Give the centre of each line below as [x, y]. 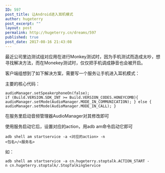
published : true [22, 38]
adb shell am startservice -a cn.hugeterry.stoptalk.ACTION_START [75, 161]
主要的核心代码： [23, 84]
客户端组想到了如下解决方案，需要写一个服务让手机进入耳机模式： [72, 73]
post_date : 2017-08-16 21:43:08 [38, 42]
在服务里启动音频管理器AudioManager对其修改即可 [57, 116]
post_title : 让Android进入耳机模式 [39, 14]
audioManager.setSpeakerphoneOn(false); [48, 93]
